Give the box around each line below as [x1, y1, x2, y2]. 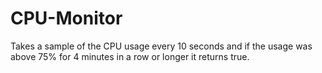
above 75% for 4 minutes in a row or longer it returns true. [10, 50, 250, 62]
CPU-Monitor [10, 7, 123, 30]
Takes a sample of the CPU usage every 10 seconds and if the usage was [10, 40, 313, 52]
